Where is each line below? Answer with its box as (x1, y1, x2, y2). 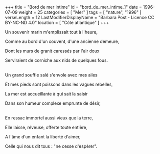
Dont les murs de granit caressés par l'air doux (5, 48, 100, 54)
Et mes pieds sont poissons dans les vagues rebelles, (5, 81, 113, 87)
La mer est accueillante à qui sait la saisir (5, 91, 88, 96)
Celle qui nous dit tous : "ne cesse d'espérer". (5, 143, 98, 149)
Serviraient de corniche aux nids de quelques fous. (5, 58, 108, 63)
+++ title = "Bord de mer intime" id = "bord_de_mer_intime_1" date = (5, 4, 142, 10)
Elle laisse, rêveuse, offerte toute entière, (5, 124, 88, 130)
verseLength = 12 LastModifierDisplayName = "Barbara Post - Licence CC (5, 15, 155, 20)
